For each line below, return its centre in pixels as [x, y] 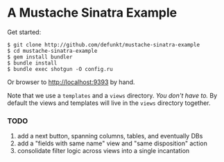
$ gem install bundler [40, 57]
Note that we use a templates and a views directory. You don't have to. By [112, 95]
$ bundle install [32, 63]
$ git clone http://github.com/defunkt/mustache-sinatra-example [103, 44]
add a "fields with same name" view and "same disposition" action [112, 143]
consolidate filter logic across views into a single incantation [103, 151]
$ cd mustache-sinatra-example [52, 51]
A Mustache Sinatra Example [92, 13]
